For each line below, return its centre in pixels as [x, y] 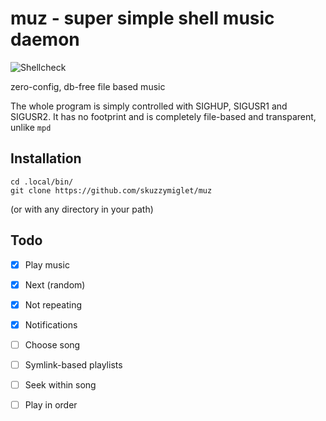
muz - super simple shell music [142, 18]
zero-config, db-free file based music [88, 86]
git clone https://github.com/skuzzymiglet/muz [111, 190]
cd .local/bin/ [42, 182]
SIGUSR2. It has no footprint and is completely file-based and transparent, [163, 116]
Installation [46, 158]
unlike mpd [31, 127]
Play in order [51, 405]
